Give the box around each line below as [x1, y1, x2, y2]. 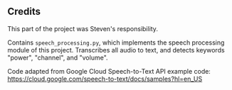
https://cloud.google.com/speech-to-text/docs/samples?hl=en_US [7, 74, 203, 83]
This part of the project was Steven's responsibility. [7, 24, 159, 33]
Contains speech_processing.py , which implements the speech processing [7, 38, 225, 47]
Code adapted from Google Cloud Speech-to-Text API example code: [7, 67, 211, 75]
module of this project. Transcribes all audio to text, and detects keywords [7, 45, 226, 54]
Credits [7, 6, 41, 18]
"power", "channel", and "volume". [7, 53, 108, 62]
